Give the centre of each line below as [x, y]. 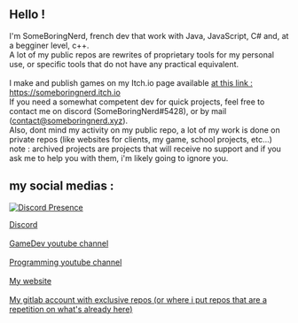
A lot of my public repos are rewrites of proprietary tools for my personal [142, 54]
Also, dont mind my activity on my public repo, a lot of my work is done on [145, 130]
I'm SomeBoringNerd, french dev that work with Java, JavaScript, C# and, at [149, 35]
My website [30, 281]
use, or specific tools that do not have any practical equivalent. [124, 64]
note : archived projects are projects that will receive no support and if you [145, 149]
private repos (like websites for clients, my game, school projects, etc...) [141, 139]
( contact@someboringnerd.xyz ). [69, 120]
